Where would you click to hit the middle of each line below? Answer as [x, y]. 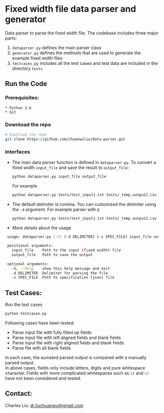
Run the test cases [24, 305]
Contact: [19, 394]
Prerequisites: [22, 98]
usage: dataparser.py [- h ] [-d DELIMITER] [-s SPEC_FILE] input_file [79, 237]
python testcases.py [26, 314]
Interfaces [18, 152]
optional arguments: [28, 264]
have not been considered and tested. [43, 378]
